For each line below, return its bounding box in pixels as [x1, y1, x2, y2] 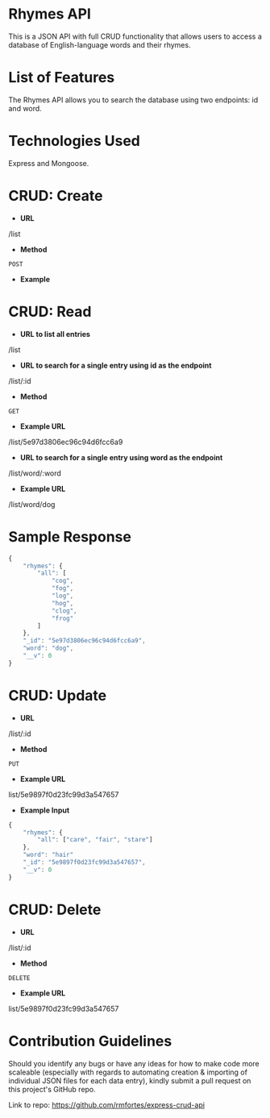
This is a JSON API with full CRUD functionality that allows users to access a [8, 31, 262, 41]
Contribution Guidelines [8, 1032, 172, 1050]
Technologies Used [8, 132, 141, 150]
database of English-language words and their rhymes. [8, 39, 191, 49]
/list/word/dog [8, 499, 56, 509]
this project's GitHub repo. [8, 1084, 97, 1094]
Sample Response [8, 527, 131, 546]
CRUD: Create [8, 187, 103, 205]
